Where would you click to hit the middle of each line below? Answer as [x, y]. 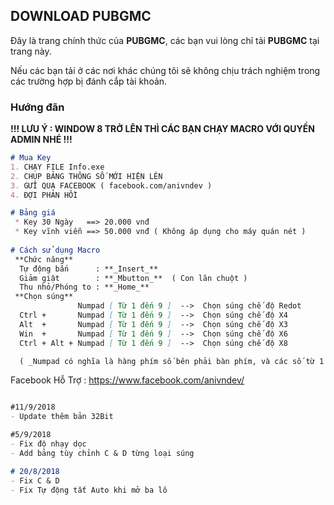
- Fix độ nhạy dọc [48, 444]
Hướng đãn [37, 107]
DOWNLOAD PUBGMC [81, 16]
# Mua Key [31, 158]
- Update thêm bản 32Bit [62, 417]
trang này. [31, 51]
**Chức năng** [44, 259]
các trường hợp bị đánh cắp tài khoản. [89, 81]
